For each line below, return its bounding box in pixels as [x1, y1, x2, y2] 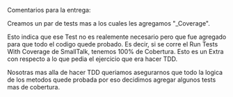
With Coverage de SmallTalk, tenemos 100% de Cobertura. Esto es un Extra [7, 48, 224, 55]
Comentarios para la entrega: [7, 6, 91, 14]
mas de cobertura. [7, 83, 61, 91]
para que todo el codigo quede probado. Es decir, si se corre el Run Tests [7, 40, 218, 48]
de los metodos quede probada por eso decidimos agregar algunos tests [7, 76, 216, 84]
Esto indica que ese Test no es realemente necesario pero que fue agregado [7, 33, 227, 41]
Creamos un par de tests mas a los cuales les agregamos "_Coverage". [7, 19, 210, 27]
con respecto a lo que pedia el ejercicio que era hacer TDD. [7, 55, 178, 63]
